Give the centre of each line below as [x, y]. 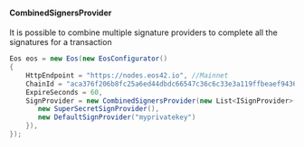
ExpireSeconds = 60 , [64, 92]
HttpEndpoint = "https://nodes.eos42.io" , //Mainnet [127, 75]
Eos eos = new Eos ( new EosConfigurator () [89, 59]
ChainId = [44, 84]
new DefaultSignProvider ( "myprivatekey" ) [117, 117]
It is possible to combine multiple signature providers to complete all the [143, 32]
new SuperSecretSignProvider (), [99, 109]
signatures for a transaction [61, 42]
